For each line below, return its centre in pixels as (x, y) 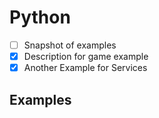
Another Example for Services (85, 68)
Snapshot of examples (70, 45)
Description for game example (86, 56)
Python (40, 17)
